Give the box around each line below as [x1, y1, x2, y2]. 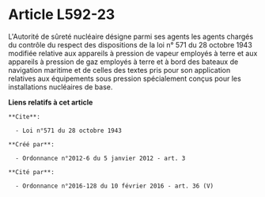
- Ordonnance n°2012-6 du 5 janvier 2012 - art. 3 [15, 154, 186, 162]
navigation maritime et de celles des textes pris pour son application [8, 65, 231, 74]
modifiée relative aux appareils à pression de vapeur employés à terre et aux [8, 48, 258, 58]
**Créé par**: [8, 140, 55, 148]
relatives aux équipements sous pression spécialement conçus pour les [8, 74, 241, 83]
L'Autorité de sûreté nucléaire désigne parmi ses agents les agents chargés [8, 32, 254, 41]
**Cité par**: [8, 168, 55, 176]
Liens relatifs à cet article [8, 97, 93, 107]
